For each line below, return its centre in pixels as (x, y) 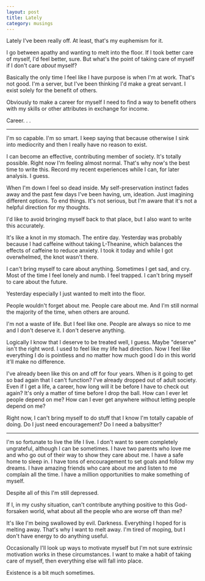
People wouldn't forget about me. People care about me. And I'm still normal (102, 306)
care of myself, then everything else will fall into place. (75, 561)
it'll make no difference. (36, 362)
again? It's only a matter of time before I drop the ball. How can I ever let (97, 393)
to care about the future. (37, 282)
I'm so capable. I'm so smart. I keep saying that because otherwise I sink (98, 138)
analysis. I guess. (28, 176)
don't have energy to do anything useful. (57, 536)
